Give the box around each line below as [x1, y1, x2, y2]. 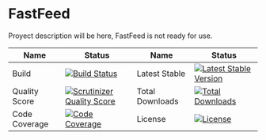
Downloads [136, 96, 179, 107]
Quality [12, 85, 39, 96]
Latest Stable [136, 68, 186, 79]
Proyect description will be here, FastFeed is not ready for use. [8, 31, 213, 40]
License [136, 113, 166, 124]
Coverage [12, 118, 49, 129]
